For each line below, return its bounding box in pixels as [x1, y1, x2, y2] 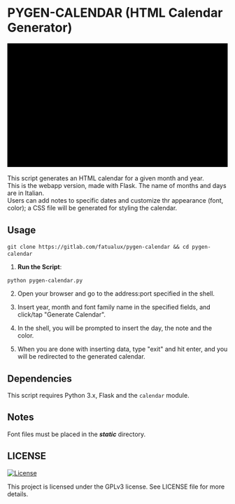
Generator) [7, 20, 73, 36]
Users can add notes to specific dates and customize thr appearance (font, [7, 196, 224, 205]
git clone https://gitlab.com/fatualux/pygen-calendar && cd [7, 243, 190, 251]
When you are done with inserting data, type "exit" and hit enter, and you [17, 345, 228, 354]
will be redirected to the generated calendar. [17, 352, 145, 361]
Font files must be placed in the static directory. [7, 430, 146, 438]
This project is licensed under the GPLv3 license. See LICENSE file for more [7, 482, 225, 491]
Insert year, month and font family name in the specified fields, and [17, 303, 211, 312]
